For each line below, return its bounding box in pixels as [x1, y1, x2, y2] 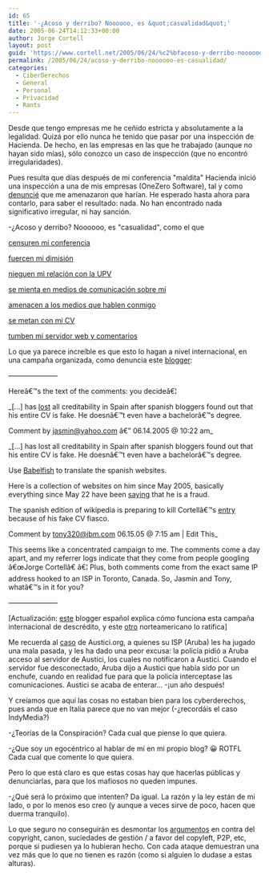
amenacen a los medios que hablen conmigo [8, 300, 156, 310]
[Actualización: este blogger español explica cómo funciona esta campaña [8, 614, 255, 623]
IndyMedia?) [8, 713, 50, 723]
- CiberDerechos [15, 71, 70, 79]
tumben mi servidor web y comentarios [8, 331, 138, 341]
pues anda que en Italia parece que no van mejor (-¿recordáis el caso [8, 704, 238, 714]
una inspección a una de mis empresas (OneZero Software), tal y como [8, 181, 243, 191]
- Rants [15, 101, 42, 109]
